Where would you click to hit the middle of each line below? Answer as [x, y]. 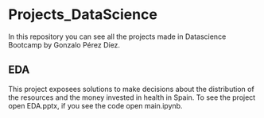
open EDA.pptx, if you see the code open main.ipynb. [95, 105]
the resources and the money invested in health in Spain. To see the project [132, 97]
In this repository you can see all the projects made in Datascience [117, 36]
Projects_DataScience [83, 15]
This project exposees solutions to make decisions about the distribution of [131, 89]
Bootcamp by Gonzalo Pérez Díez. [64, 44]
